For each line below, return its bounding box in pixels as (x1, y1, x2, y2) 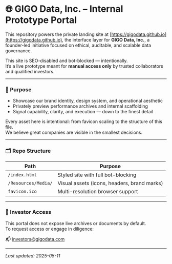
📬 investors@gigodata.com (5, 236, 65, 242)
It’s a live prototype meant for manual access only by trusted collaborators (5, 63, 164, 69)
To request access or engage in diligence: (5, 226, 94, 232)
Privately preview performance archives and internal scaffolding (12, 103, 148, 109)
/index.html (8, 172, 37, 177)
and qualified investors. (5, 68, 55, 74)
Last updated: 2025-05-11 (5, 252, 60, 259)
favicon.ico (8, 188, 37, 194)
